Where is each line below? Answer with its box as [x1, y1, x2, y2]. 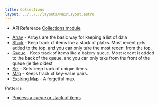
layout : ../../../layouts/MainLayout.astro [5, 12, 95, 17]
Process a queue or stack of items [12, 94, 81, 100]
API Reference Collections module [12, 25, 81, 31]
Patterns [5, 85, 22, 91]
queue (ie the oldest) [12, 60, 54, 66]
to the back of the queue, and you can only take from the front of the [12, 55, 150, 61]
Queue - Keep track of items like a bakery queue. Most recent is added [12, 50, 155, 56]
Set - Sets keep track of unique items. [12, 65, 88, 71]
